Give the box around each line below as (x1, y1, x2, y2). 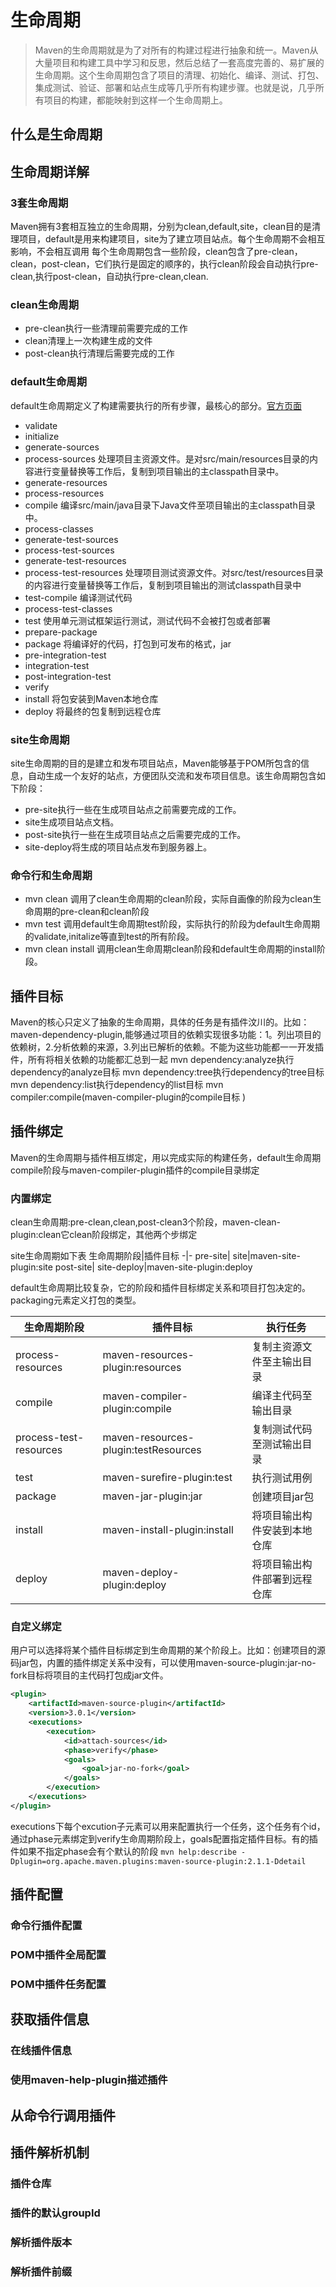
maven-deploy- (102, 1566, 180, 1580)
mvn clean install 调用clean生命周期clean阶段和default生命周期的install (24, 943, 317, 955)
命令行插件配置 (10, 1919, 83, 1933)
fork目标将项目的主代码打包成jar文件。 (10, 1669, 169, 1681)
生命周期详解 (10, 163, 90, 180)
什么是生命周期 (10, 126, 103, 143)
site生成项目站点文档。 (24, 816, 120, 828)
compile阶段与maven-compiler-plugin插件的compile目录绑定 (10, 1164, 260, 1176)
